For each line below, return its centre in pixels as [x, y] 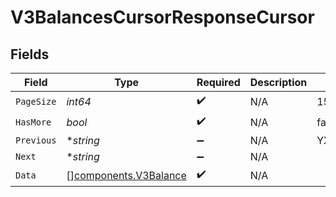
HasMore [33, 122]
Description [278, 82]
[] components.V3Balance [126, 175]
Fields [30, 54]
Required [218, 82]
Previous [36, 140]
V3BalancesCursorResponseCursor [162, 17]
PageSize [36, 101]
